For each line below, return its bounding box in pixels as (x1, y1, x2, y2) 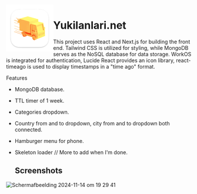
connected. (14, 126, 43, 133)
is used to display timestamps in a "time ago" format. (27, 63, 156, 70)
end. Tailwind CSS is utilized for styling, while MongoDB (53, 44, 189, 51)
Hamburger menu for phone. (14, 137, 84, 144)
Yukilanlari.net (53, 19, 126, 32)
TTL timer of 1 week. (14, 97, 65, 104)
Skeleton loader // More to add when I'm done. (14, 148, 128, 156)
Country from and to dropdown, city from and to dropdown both (14, 120, 171, 127)
